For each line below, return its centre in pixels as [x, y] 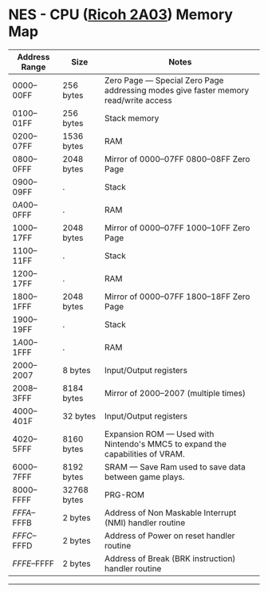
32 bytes [79, 416]
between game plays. [145, 477]
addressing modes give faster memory [177, 90]
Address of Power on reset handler [170, 536]
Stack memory [132, 118]
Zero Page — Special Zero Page [164, 80]
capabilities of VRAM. [145, 454]
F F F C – [25, 536]
